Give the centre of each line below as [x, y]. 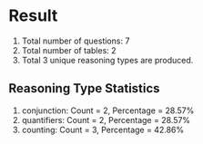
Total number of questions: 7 [76, 41]
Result [33, 16]
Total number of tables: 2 [69, 50]
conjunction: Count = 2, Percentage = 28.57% [108, 110]
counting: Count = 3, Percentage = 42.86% [103, 130]
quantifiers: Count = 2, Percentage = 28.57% [106, 120]
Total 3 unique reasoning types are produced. [107, 60]
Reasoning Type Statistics [84, 88]
